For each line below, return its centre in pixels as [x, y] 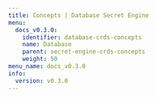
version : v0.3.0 [42, 81]
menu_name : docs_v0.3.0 [47, 66]
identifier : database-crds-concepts [82, 37]
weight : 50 [40, 59]
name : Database [47, 45]
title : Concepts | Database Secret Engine [78, 15]
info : [17, 74]
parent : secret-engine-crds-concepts [84, 52]
